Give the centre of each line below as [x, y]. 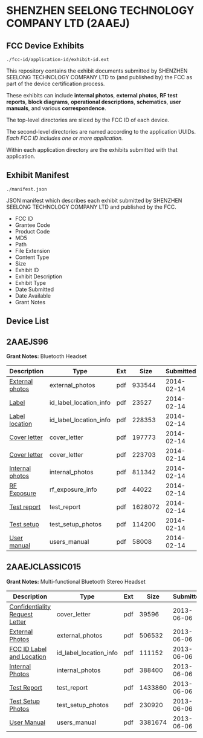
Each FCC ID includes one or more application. [65, 138]
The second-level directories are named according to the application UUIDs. [101, 132]
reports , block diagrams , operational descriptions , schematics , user [94, 102]
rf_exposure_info [73, 489]
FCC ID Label [28, 649]
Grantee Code [32, 225]
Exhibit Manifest [38, 175]
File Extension [32, 250]
